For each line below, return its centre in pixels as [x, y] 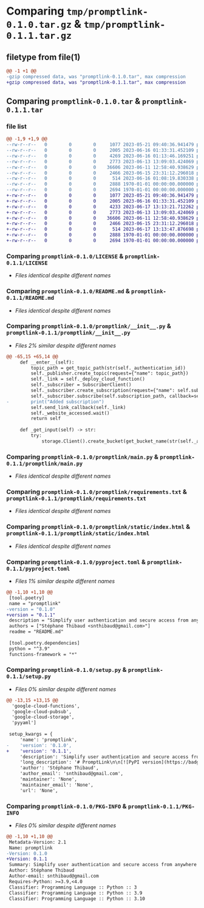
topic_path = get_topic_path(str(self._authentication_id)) [108, 368]
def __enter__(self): [47, 362]
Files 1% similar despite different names [65, 581]
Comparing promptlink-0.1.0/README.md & [68, 291]
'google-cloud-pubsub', [42, 711]
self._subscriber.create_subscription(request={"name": [103, 391]
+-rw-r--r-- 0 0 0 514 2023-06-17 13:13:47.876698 [100, 229]
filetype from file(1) [43, 57]
